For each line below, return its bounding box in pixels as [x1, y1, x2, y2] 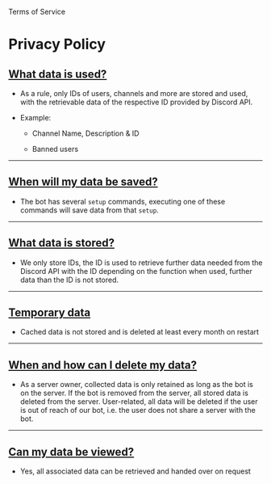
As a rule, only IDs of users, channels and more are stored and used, [19, 89, 248, 98]
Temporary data [8, 306, 91, 320]
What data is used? [8, 67, 107, 81]
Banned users [31, 145, 79, 154]
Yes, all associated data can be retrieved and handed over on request [19, 466, 252, 476]
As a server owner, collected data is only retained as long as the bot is [19, 380, 254, 389]
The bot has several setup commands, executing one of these [19, 196, 226, 206]
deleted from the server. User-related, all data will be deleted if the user [19, 397, 258, 406]
